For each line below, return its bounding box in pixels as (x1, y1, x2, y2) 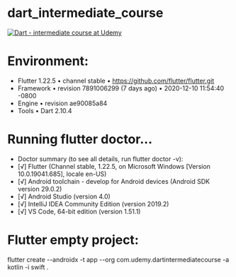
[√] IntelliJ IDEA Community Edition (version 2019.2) (17, 199, 169, 208)
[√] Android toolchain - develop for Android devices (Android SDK (17, 177, 210, 185)
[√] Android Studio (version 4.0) (17, 192, 111, 201)
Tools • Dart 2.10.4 (17, 106, 72, 114)
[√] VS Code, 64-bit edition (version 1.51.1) (17, 207, 141, 216)
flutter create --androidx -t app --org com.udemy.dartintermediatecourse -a (7, 255, 230, 264)
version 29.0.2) (17, 184, 62, 193)
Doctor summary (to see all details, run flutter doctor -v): (17, 154, 184, 163)
